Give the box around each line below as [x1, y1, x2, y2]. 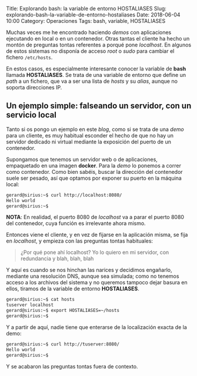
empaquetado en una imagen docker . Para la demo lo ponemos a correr [6, 162, 181, 169]
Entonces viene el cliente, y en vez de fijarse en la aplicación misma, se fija [6, 231, 188, 239]
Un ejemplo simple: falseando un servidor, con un [6, 101, 192, 111]
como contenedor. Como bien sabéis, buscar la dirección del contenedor [6, 168, 183, 175]
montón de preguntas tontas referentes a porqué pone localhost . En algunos [6, 41, 192, 48]
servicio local [6, 110, 57, 120]
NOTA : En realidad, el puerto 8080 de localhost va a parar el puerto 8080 [6, 214, 184, 221]
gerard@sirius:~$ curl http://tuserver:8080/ [6, 341, 119, 347]
